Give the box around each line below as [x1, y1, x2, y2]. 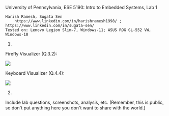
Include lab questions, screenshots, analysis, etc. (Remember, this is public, [5, 99, 164, 105]
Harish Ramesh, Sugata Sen [5, 14, 63, 19]
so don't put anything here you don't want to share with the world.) [5, 105, 146, 111]
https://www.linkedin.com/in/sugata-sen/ [5, 23, 95, 28]
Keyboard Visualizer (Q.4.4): [5, 70, 65, 76]
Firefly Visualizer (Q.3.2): [5, 51, 58, 56]
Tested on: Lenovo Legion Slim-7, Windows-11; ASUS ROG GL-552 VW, [5, 27, 152, 33]
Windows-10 [5, 32, 29, 37]
